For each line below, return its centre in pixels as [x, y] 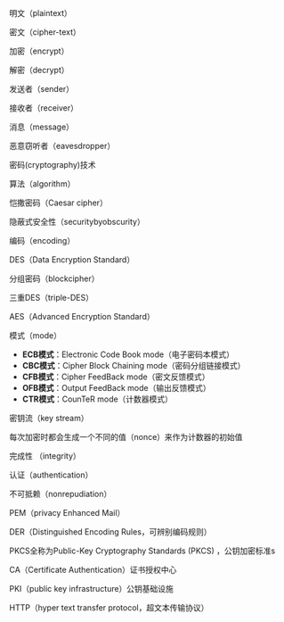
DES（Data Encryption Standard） [72, 260]
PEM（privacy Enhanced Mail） [67, 513]
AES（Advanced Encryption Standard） [82, 316]
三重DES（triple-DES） [51, 298]
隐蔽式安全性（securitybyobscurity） [77, 222]
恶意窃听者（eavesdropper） [62, 146]
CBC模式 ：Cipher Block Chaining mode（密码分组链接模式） [134, 365]
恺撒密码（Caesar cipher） [59, 203]
